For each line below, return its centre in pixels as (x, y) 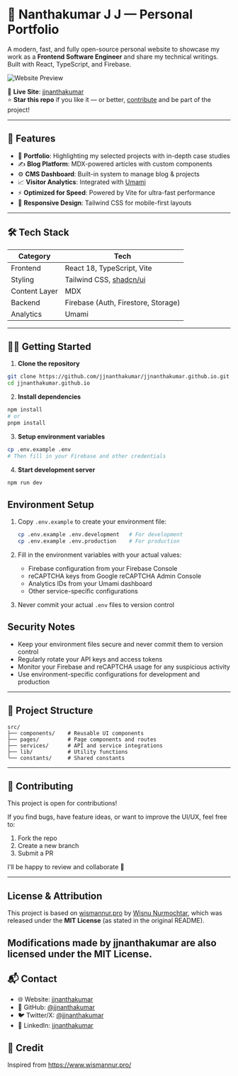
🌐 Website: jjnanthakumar (55, 999)
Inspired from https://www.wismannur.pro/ (69, 1065)
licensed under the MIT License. (80, 954)
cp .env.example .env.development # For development (100, 535)
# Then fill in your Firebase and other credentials (87, 456)
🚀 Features (32, 138)
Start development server (56, 470)
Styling (22, 279)
